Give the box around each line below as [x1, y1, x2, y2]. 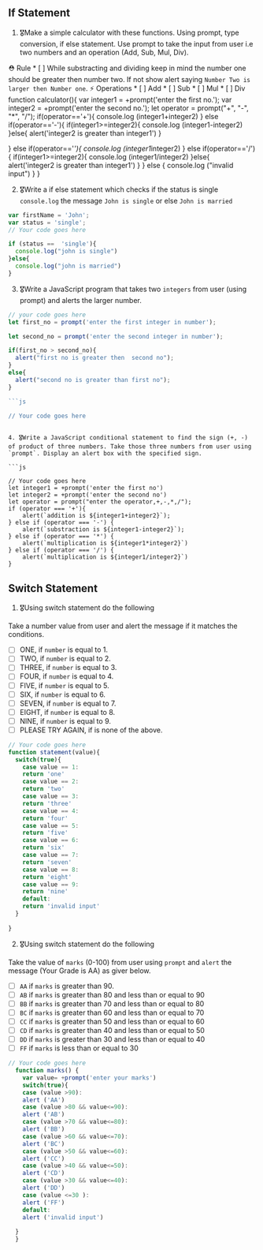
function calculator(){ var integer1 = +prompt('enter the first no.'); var [8, 95, 232, 104]
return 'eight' [22, 873, 72, 881]
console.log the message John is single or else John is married [19, 196, 233, 205]
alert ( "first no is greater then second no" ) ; [15, 354, 175, 362]
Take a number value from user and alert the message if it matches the [8, 621, 238, 631]
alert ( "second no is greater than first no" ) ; [15, 376, 171, 384]
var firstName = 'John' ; [8, 211, 90, 219]
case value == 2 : [22, 777, 80, 786]
